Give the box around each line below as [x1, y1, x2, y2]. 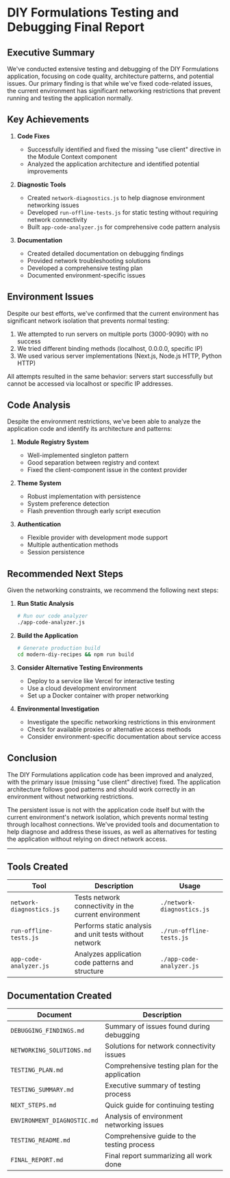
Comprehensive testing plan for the [105, 1061, 218, 1070]
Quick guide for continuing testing [105, 1101, 214, 1110]
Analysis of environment [105, 1112, 183, 1121]
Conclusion [7, 752, 57, 764]
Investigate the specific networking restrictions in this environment [27, 717, 216, 726]
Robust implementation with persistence [27, 492, 141, 501]
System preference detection [27, 500, 110, 508]
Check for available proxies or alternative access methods [27, 725, 192, 733]
